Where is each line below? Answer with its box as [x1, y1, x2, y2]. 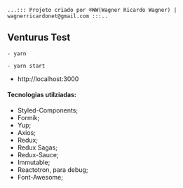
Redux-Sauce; [17, 151, 59, 159]
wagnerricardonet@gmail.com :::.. [7, 13, 109, 20]
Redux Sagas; [17, 143, 58, 152]
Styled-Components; [17, 106, 79, 115]
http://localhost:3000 [17, 74, 79, 83]
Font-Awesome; [17, 173, 63, 182]
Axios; [17, 129, 36, 137]
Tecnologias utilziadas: [7, 91, 77, 99]
